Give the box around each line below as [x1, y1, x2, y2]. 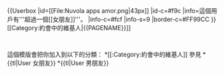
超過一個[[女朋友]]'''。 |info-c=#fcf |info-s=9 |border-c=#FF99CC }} [24, 15, 216, 23]
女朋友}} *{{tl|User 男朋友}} [32, 59, 109, 67]
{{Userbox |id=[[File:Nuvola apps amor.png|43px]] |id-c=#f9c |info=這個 [7, 7, 212, 14]
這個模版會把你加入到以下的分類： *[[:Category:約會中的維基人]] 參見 [7, 51, 201, 58]
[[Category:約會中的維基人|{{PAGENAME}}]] [7, 24, 131, 32]
